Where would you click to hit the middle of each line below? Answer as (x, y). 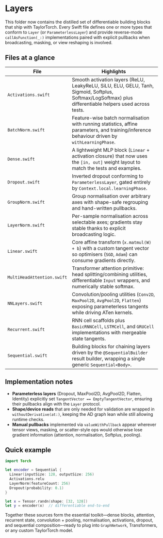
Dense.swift (21, 159)
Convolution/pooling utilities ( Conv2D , (114, 294)
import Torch (18, 461)
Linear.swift (23, 251)
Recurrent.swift (26, 329)
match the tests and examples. (107, 168)
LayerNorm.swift (26, 225)
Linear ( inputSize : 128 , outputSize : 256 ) (52, 474)
